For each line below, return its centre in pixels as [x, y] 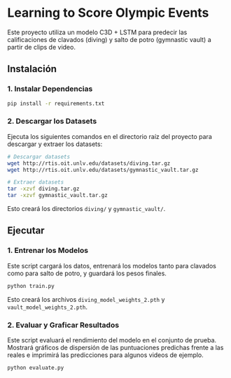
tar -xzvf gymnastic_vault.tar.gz [58, 196]
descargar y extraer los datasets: [55, 144]
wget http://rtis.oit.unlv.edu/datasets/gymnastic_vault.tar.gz [103, 170]
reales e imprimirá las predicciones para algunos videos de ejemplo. [106, 355]
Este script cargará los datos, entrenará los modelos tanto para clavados [112, 266]
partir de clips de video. [41, 47]
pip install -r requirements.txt [56, 103]
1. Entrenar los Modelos [48, 251]
